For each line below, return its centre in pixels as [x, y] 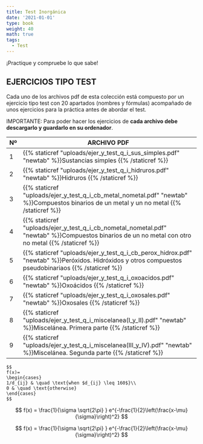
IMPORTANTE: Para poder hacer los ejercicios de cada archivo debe [92, 121]
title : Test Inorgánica [36, 12]
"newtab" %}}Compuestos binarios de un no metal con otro [107, 235]
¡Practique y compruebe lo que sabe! [52, 63]
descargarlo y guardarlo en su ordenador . [60, 127]
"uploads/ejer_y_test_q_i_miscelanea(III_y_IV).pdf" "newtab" [108, 345]
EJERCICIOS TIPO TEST [51, 82]
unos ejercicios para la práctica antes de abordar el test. [76, 109]
